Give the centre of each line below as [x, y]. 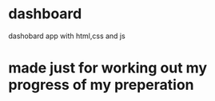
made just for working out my [108, 68]
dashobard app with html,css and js [67, 36]
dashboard [45, 14]
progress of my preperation [101, 85]
